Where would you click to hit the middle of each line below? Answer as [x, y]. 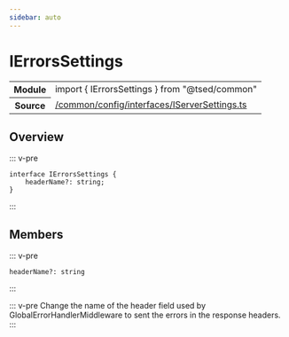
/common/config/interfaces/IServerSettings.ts [151, 105]
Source [30, 106]
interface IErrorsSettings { [63, 175]
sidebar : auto [35, 17]
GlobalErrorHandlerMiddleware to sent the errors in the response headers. [145, 315]
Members [36, 235]
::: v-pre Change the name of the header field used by [108, 306]
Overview [37, 137]
